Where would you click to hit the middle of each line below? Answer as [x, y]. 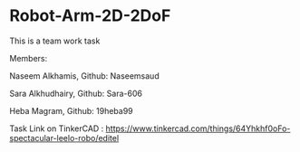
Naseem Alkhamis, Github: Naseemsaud [85, 76]
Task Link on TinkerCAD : [57, 128]
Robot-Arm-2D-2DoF [90, 16]
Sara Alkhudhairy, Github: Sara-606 [76, 93]
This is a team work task [55, 41]
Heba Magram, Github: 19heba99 [71, 110]
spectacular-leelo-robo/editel [64, 138]
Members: [29, 58]
